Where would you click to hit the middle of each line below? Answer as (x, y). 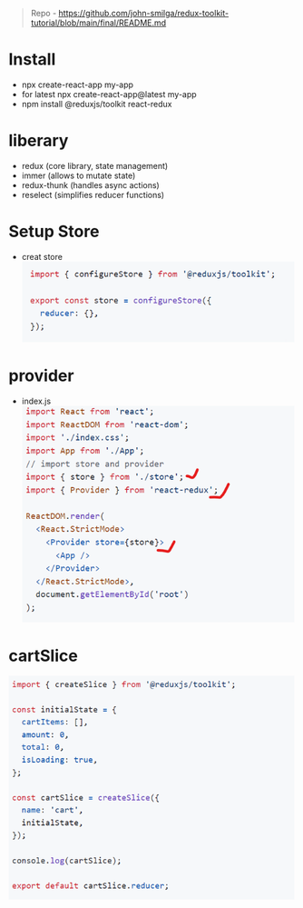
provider (41, 376)
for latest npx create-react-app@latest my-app (109, 94)
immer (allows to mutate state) (78, 175)
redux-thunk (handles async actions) (90, 185)
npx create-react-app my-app (77, 85)
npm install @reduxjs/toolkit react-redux (97, 104)
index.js (36, 401)
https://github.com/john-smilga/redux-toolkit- (143, 13)
